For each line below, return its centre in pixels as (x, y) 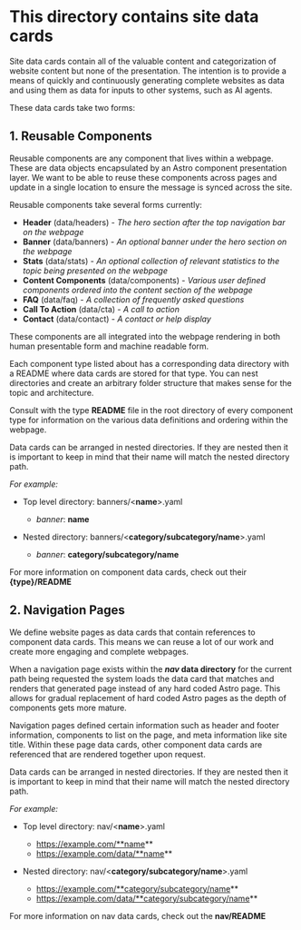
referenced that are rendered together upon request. (107, 754)
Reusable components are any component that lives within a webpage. (141, 158)
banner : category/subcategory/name (107, 554)
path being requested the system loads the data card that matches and (142, 678)
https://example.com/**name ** (95, 844)
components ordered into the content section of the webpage (138, 290)
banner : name (63, 519)
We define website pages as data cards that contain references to (132, 632)
